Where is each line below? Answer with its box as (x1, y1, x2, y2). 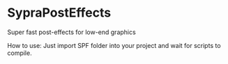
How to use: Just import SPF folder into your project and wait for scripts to (7, 41, 221, 49)
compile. (7, 49, 33, 57)
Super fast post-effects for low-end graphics (7, 28, 136, 36)
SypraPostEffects (7, 5, 112, 21)
